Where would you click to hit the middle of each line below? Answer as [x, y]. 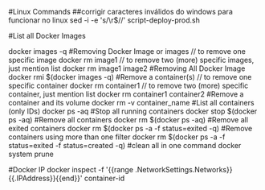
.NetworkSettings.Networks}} [184, 169]
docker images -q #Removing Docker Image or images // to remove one [127, 51]
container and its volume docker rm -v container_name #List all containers [131, 103]
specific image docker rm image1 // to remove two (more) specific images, [131, 60]
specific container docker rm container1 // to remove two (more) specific [128, 85]
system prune [31, 154]
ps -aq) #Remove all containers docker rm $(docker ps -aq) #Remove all [128, 120]
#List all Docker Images [47, 36]
